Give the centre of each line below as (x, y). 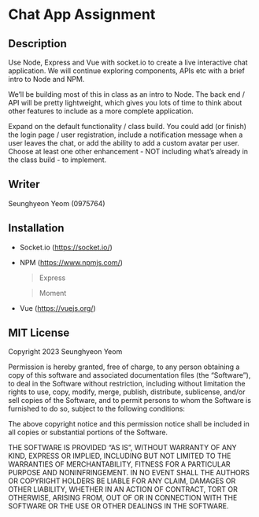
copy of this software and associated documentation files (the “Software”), (129, 375)
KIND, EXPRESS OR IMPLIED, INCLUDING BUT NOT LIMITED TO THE (120, 456)
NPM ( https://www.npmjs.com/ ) (71, 262)
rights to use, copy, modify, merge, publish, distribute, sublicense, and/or (127, 392)
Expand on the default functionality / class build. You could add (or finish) (127, 126)
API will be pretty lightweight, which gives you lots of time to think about (125, 103)
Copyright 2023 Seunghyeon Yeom (65, 352)
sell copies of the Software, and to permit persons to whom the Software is (130, 401)
